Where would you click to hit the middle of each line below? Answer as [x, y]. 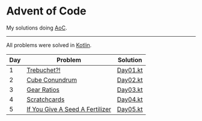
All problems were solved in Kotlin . [49, 45]
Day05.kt [130, 109]
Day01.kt [130, 70]
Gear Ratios [43, 90]
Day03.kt [130, 90]
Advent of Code [46, 11]
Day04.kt [130, 99]
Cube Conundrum [52, 79]
